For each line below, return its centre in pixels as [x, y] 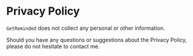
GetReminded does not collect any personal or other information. [86, 28]
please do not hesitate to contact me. [53, 46]
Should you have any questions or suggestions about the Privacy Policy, [97, 40]
